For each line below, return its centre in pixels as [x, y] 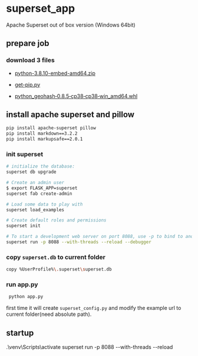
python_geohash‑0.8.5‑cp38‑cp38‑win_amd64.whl [76, 96]
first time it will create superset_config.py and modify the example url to [94, 308]
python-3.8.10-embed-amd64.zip [55, 73]
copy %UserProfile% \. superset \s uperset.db [59, 270]
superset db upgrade [32, 172]
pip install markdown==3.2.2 [42, 134]
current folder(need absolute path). [49, 314]
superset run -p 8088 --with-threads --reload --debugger [79, 242]
